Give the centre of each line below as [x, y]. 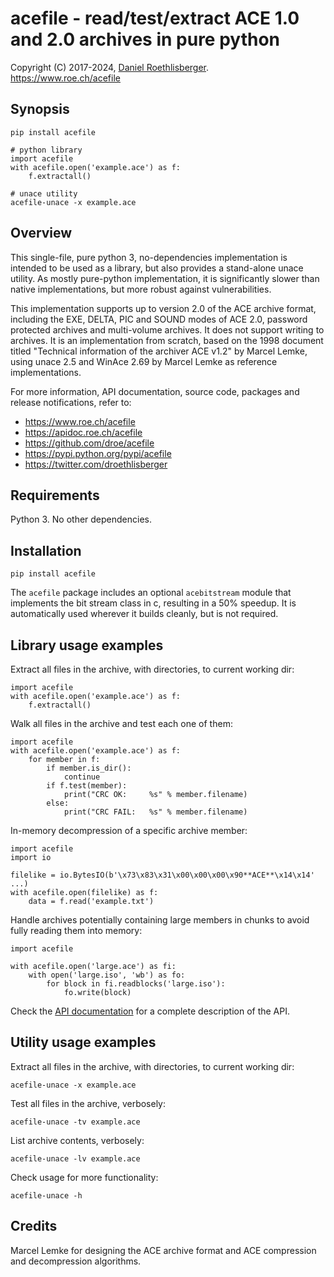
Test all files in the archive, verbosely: [88, 1103]
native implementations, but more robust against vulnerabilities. [141, 289]
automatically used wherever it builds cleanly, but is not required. [144, 614]
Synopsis [40, 109]
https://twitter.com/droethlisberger [96, 464]
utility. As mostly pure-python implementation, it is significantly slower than [165, 278]
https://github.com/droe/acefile [89, 443]
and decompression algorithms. [76, 1261]
